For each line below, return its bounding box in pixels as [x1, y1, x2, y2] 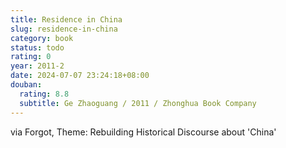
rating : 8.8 [19, 89, 70, 99]
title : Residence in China [10, 14, 123, 25]
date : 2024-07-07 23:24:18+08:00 [10, 71, 150, 81]
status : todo [10, 42, 65, 53]
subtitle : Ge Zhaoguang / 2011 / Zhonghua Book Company [19, 98, 257, 108]
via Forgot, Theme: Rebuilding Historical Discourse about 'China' [10, 126, 277, 138]
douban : [10, 80, 43, 90]
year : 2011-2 [10, 61, 65, 71]
